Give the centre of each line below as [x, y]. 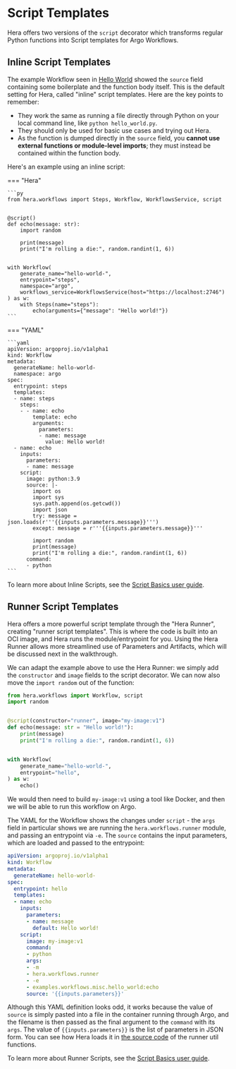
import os [47, 491]
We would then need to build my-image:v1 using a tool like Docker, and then [116, 799]
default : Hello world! [66, 928]
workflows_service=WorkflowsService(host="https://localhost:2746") [123, 292]
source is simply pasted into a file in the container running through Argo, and [118, 1015]
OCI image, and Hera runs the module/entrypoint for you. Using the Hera [113, 639]
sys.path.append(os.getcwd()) [77, 503]
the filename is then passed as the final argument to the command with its [111, 1022]
